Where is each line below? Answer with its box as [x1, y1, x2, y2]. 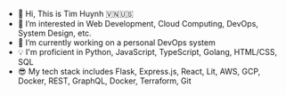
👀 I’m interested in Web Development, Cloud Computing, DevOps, [17, 19, 258, 28]
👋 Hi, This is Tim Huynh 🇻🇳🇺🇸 [17, 9, 134, 19]
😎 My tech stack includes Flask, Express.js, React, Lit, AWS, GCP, [17, 67, 261, 76]
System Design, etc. [17, 28, 92, 38]
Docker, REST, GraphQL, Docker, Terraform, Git [17, 75, 192, 86]
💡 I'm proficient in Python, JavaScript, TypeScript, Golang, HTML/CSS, [17, 47, 278, 57]
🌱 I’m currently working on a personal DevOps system [17, 37, 216, 48]
